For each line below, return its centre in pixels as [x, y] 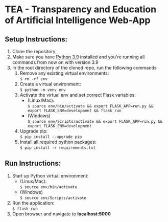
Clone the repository [34, 51]
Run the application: [33, 203]
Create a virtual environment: [50, 84]
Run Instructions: [33, 163]
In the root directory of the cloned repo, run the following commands [84, 68]
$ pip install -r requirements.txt [57, 148]
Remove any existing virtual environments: [64, 73]
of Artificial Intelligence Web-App [78, 20]
